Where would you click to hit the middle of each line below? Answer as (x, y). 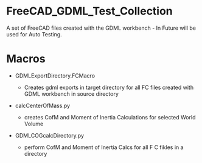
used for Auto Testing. (34, 34)
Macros (26, 59)
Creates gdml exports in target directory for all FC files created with (109, 87)
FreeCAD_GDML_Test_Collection (90, 11)
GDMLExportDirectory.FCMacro (55, 75)
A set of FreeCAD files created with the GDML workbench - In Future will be (101, 28)
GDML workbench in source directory (71, 94)
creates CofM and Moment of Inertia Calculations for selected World (110, 117)
